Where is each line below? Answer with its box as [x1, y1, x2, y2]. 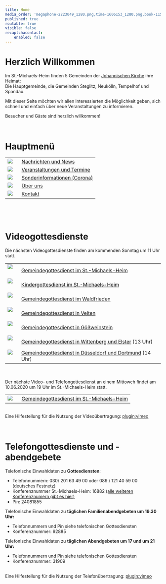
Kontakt [21, 190, 40, 197]
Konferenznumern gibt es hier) [12, 493, 75, 499]
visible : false [5, 26, 37, 31]
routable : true [5, 21, 37, 26]
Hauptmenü [5, 141, 55, 152]
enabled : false [14, 35, 45, 40]
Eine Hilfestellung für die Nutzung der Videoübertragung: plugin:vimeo [5, 413, 149, 419]
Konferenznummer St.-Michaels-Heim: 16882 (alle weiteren [12, 488, 133, 494]
